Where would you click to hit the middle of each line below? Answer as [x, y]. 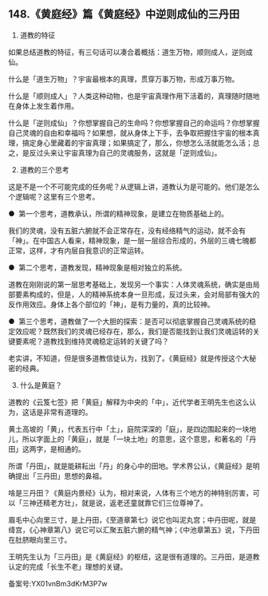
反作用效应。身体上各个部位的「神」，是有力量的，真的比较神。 [111, 304]
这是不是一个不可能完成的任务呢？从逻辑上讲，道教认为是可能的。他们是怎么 [134, 187]
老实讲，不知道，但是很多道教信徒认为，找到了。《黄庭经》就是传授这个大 [129, 358]
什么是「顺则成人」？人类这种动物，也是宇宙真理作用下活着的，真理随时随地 [134, 96]
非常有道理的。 [67, 412]
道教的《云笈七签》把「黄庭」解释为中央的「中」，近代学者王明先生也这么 [129, 402]
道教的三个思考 [44, 169]
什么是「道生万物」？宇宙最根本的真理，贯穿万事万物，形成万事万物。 [124, 79]
